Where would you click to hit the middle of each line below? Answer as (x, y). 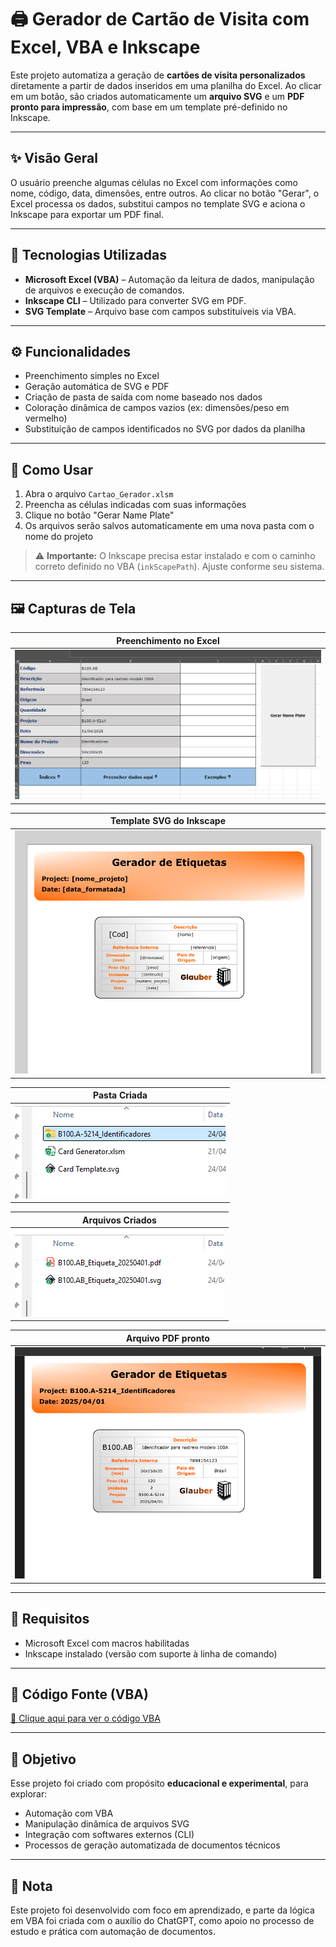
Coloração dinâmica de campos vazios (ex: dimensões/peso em (157, 408)
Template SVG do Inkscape (168, 821)
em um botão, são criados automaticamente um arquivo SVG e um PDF (157, 96)
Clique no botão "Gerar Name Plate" (99, 515)
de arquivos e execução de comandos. (104, 290)
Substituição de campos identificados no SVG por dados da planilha (165, 429)
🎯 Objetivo (43, 1759)
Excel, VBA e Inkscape (105, 47)
